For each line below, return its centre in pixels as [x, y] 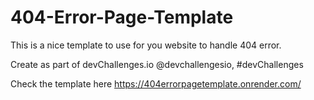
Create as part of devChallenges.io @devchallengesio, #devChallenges [157, 64]
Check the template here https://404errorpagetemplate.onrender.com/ [156, 83]
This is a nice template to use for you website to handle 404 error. [146, 45]
